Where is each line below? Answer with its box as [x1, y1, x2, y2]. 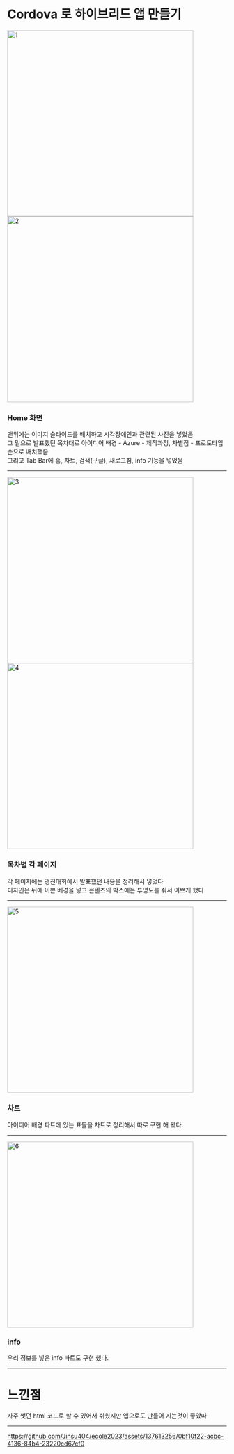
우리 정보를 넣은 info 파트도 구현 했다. [7, 1354, 109, 1362]
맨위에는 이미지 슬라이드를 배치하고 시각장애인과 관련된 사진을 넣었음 [7, 430, 194, 439]
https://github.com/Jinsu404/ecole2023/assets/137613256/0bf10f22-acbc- [7, 1432, 224, 1441]
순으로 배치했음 [7, 447, 49, 456]
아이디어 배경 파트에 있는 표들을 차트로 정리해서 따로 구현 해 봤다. [7, 1120, 184, 1129]
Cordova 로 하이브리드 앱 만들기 [7, 6, 182, 22]
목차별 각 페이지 [7, 860, 57, 869]
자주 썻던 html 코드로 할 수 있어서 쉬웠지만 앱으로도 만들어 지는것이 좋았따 [7, 1412, 208, 1420]
